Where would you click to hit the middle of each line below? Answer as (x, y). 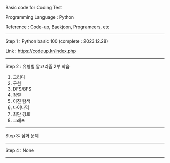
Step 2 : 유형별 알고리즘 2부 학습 (37, 66)
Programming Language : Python (40, 17)
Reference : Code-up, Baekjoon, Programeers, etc (57, 27)
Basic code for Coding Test (34, 7)
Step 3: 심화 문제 (22, 135)
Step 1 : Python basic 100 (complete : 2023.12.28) (57, 41)
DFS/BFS (22, 89)
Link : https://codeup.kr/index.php (41, 51)
